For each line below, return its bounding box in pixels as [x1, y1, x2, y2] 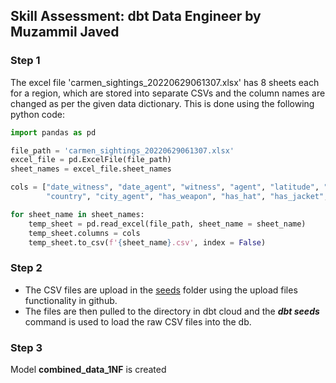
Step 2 [10, 261, 43, 275]
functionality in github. [24, 294, 118, 306]
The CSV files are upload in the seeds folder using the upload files [24, 284, 298, 296]
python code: [10, 108, 65, 120]
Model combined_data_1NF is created [10, 364, 167, 376]
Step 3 [10, 340, 43, 354]
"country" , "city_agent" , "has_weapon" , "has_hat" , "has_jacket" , [46, 192, 329, 202]
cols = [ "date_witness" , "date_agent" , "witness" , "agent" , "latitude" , [10, 182, 320, 193]
